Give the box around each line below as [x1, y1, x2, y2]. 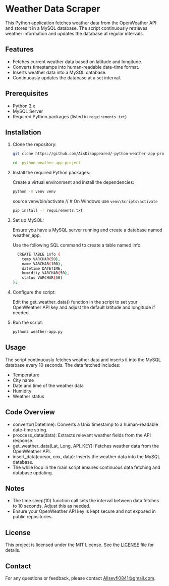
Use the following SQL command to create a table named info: [12, 242, 142, 248]
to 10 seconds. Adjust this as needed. [12, 503, 91, 509]
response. [12, 437, 34, 444]
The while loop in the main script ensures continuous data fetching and [12, 464, 160, 470]
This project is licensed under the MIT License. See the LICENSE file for [5, 542, 154, 548]
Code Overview [5, 408, 55, 417]
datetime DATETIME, [22, 266, 63, 271]
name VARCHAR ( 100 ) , [22, 261, 63, 266]
